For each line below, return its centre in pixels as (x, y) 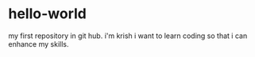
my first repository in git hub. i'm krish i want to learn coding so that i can (128, 36)
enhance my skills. (39, 44)
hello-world (48, 14)
